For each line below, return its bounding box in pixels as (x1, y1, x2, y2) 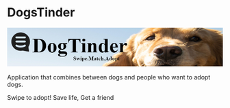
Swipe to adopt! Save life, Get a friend (7, 94, 114, 102)
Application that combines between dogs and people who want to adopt (7, 73, 211, 82)
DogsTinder (7, 5, 75, 20)
